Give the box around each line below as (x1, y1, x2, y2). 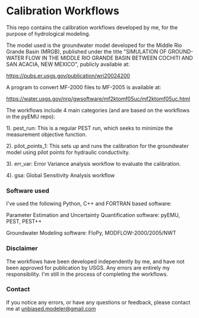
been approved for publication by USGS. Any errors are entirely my (6, 264, 170, 271)
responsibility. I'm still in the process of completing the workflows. (6, 270, 168, 278)
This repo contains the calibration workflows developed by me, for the (6, 24, 178, 31)
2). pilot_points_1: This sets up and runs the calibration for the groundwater (6, 142, 189, 149)
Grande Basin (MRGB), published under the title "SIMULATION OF (6, 48, 167, 55)
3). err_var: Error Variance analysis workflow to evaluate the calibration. (6, 160, 181, 167)
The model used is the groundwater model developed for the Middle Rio (6, 42, 182, 49)
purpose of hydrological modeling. (6, 30, 91, 37)
